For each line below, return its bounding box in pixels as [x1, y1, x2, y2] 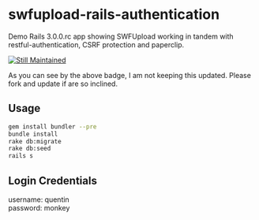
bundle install [8, 130, 58, 138]
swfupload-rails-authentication [8, 6, 220, 24]
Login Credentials [8, 173, 97, 187]
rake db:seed [8, 144, 51, 153]
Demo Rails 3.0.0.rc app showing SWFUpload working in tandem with [8, 32, 235, 41]
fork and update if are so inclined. [8, 79, 118, 88]
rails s [8, 152, 34, 160]
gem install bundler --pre [8, 122, 97, 131]
